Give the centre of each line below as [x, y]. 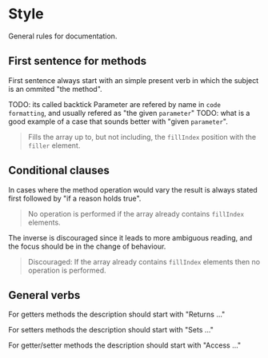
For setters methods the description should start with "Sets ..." [111, 330]
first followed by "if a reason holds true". [75, 198]
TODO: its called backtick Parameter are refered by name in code [115, 104]
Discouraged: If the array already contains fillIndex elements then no [144, 261]
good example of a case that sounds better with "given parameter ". [118, 121]
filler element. [54, 145]
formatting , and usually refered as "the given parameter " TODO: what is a [129, 113]
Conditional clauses [59, 171]
